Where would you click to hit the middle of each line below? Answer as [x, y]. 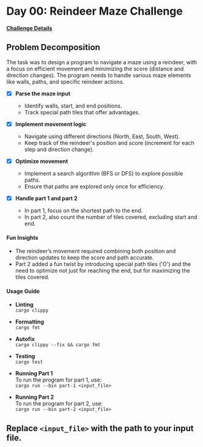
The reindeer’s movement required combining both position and [95, 251]
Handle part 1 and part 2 [46, 198]
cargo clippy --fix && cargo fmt [58, 345]
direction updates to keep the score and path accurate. [84, 257]
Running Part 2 [35, 397]
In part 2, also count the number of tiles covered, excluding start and [111, 217]
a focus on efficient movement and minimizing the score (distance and [95, 68]
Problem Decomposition [54, 47]
